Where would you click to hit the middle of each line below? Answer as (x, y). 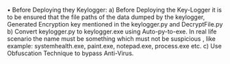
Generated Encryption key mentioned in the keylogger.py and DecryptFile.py (115, 24)
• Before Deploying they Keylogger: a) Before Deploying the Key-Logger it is (115, 10)
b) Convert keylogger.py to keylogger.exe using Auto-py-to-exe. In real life (112, 31)
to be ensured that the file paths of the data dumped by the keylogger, (106, 17)
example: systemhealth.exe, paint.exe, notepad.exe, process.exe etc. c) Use (115, 46)
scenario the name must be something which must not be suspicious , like (111, 39)
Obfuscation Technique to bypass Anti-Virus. (71, 53)
